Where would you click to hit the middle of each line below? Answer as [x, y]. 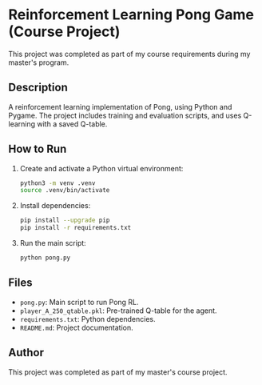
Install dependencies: [55, 206]
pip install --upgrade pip [65, 221]
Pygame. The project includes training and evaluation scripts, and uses [125, 115]
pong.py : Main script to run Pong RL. [79, 302]
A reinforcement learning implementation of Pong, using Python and [120, 106]
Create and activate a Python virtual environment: [101, 168]
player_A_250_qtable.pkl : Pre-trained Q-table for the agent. [118, 311]
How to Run [38, 149]
